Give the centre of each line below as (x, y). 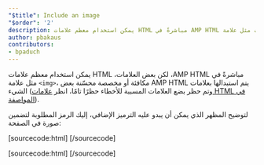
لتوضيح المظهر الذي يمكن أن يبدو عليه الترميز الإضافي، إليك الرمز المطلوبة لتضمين (128, 114)
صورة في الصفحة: (35, 123)
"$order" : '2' (31, 23)
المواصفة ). (24, 99)
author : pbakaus (35, 37)
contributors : (31, 45)
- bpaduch (24, 52)
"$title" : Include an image (54, 15)
